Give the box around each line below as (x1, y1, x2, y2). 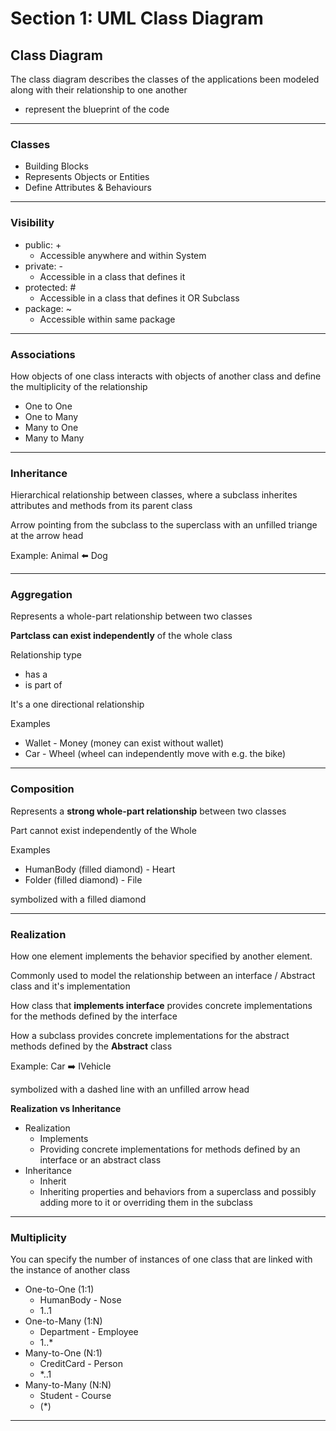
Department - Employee (39, 1326, 139, 1338)
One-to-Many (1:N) (24, 1315, 103, 1327)
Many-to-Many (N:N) (24, 1379, 112, 1391)
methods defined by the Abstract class (10, 1040, 173, 1052)
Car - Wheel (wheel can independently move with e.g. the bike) (24, 748, 287, 760)
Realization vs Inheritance (10, 1103, 122, 1115)
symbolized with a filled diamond (10, 893, 147, 905)
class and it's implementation (10, 980, 131, 992)
